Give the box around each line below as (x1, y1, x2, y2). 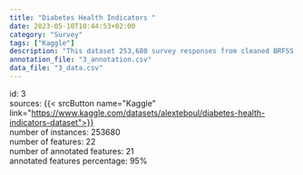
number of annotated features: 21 (9, 145, 134, 156)
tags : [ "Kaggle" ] (9, 38, 75, 48)
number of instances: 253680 (9, 126, 121, 137)
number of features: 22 (9, 136, 96, 147)
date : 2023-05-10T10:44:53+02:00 (9, 22, 136, 31)
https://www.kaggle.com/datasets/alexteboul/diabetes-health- (31, 107, 266, 118)
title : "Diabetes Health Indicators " (9, 13, 156, 23)
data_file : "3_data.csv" (9, 64, 103, 73)
